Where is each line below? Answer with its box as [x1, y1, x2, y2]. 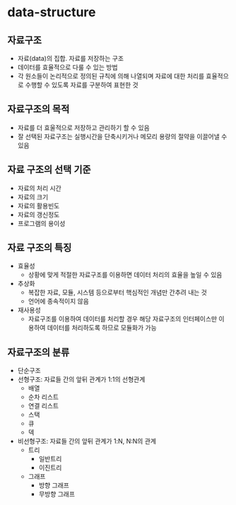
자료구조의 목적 [7, 103, 70, 115]
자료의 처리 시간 [17, 184, 61, 192]
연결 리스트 [28, 402, 59, 410]
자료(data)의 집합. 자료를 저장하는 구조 [17, 54, 124, 62]
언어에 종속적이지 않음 [28, 297, 90, 306]
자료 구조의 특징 [7, 242, 72, 254]
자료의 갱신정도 [17, 210, 60, 219]
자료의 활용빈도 [17, 201, 60, 210]
